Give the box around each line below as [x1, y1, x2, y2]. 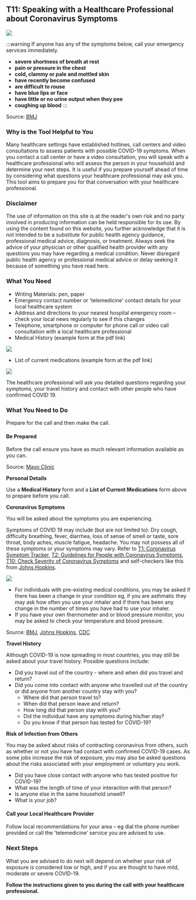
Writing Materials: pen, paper [14, 290, 85, 297]
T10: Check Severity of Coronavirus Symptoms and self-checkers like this [6, 557, 184, 565]
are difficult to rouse [14, 83, 66, 90]
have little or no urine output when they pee [14, 95, 123, 102]
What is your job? [14, 797, 57, 804]
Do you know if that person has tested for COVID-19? [23, 719, 152, 726]
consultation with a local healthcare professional [14, 328, 132, 335]
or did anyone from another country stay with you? [14, 688, 137, 695]
